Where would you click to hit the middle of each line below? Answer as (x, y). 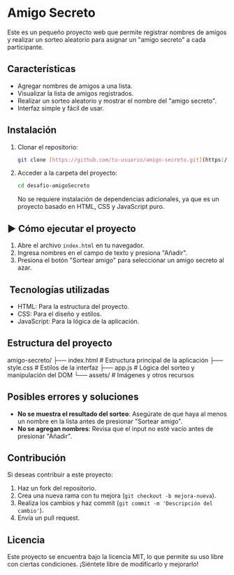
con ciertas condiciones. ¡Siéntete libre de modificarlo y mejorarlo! (103, 565)
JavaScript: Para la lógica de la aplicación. (78, 321)
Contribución (37, 458)
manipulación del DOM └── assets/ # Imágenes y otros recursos (101, 374)
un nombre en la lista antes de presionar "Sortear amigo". (100, 421)
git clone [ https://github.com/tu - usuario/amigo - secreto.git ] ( (111, 160)
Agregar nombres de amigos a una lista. (75, 86)
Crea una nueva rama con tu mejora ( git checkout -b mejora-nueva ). (117, 496)
